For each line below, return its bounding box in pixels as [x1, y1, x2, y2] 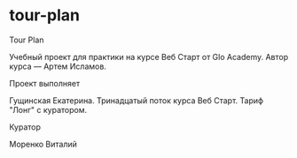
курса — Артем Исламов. [9, 61, 106, 71]
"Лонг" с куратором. [9, 104, 87, 115]
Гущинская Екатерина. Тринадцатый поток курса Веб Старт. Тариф [9, 94, 264, 106]
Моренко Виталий [9, 139, 78, 149]
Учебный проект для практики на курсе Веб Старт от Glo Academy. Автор [9, 51, 289, 62]
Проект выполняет [9, 78, 81, 88]
